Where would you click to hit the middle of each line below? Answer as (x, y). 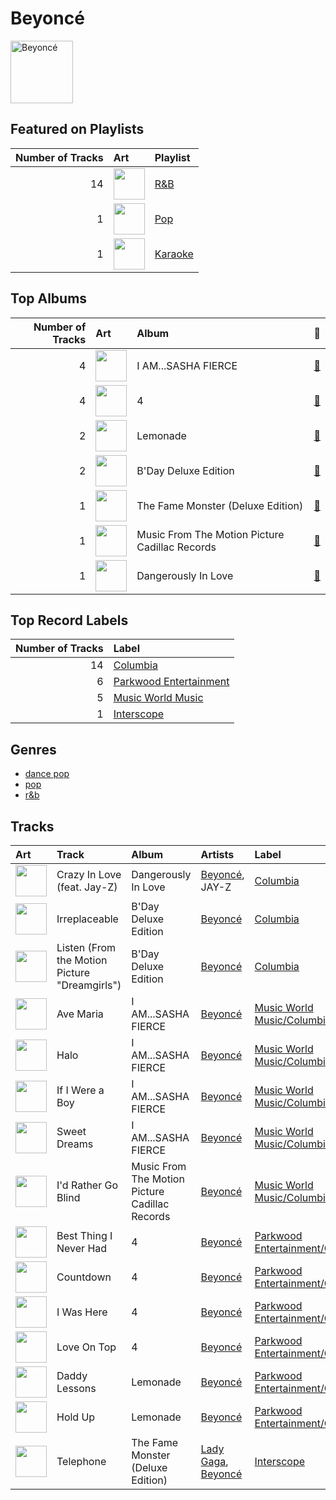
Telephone (81, 1461)
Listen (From (86, 947)
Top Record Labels (69, 620)
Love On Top (86, 1347)
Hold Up (76, 1417)
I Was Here (82, 1312)
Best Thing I (84, 1235)
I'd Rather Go (87, 1185)
